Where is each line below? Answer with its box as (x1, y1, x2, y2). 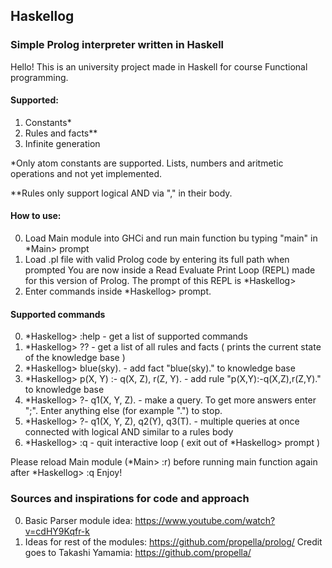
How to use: (10, 210, 62, 222)
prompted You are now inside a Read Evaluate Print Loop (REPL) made (24, 264, 316, 276)
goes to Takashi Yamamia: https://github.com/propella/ (24, 546, 252, 558)
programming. (10, 71, 69, 83)
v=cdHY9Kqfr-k (24, 525, 90, 537)
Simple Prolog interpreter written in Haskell (10, 38, 225, 52)
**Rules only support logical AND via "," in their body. (10, 187, 233, 199)
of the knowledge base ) (24, 352, 126, 364)
